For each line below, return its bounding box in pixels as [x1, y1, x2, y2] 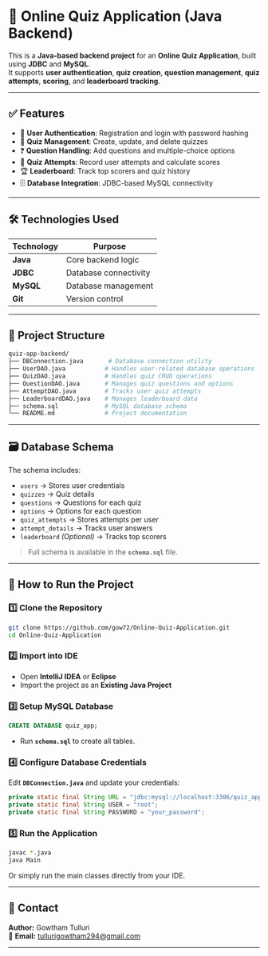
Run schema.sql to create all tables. [19, 736, 136, 746]
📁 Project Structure [8, 328, 105, 342]
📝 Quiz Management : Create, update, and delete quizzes [19, 136, 209, 146]
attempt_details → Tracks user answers [19, 523, 153, 533]
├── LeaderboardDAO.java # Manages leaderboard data [8, 394, 198, 402]
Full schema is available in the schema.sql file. [27, 547, 178, 557]
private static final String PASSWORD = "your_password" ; [8, 808, 205, 817]
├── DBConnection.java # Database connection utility [8, 358, 213, 366]
